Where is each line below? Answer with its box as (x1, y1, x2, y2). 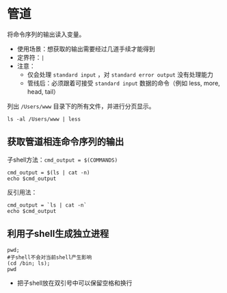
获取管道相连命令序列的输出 (7, 136, 124, 148)
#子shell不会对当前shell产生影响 (7, 254, 92, 261)
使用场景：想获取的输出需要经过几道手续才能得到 (16, 44, 155, 53)
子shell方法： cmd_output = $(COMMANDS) (7, 155, 118, 164)
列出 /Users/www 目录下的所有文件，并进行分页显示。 (7, 102, 155, 110)
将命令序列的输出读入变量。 (7, 30, 85, 38)
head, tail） (27, 87, 59, 96)
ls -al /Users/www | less (7, 116, 81, 123)
